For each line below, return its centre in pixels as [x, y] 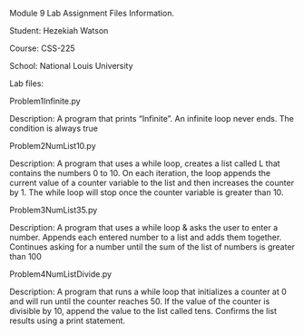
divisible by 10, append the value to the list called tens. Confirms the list [143, 311]
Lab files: [26, 84]
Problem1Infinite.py [45, 101]
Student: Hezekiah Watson [59, 30]
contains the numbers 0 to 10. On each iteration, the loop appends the [140, 173]
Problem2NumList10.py [53, 146]
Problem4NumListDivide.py [60, 274]
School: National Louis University [71, 66]
